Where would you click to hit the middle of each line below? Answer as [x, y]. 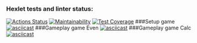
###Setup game [155, 22]
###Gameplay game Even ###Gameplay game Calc [113, 28]
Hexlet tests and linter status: [50, 9]
